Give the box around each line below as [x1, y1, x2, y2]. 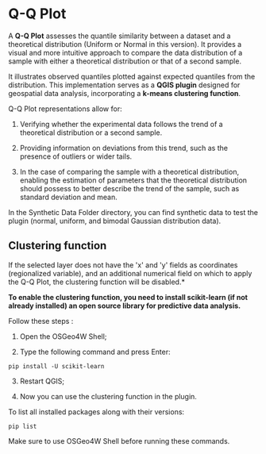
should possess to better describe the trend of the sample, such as [19, 183, 240, 193]
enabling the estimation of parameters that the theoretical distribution [19, 175, 248, 185]
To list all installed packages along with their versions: [8, 406, 185, 417]
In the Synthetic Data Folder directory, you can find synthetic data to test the [8, 207, 258, 217]
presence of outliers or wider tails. [19, 152, 133, 161]
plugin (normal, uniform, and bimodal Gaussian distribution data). [8, 216, 222, 225]
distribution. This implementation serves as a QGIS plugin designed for [8, 80, 241, 90]
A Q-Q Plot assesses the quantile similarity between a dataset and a [8, 31, 231, 40]
